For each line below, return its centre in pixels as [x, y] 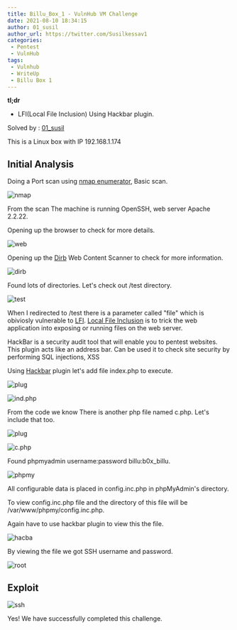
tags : [15, 61]
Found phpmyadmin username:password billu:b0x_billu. [89, 461]
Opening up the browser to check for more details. [81, 230]
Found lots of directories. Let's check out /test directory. [90, 285]
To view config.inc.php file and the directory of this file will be [98, 503]
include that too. [31, 420]
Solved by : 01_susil [36, 128]
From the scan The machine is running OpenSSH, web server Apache [109, 209]
